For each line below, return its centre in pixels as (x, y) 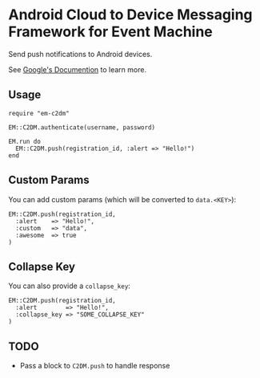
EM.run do (25, 141)
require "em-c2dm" (39, 113)
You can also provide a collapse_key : (69, 286)
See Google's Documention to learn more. (77, 69)
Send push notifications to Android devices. (80, 54)
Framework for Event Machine (111, 32)
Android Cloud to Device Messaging (131, 15)
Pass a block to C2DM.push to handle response (95, 366)
